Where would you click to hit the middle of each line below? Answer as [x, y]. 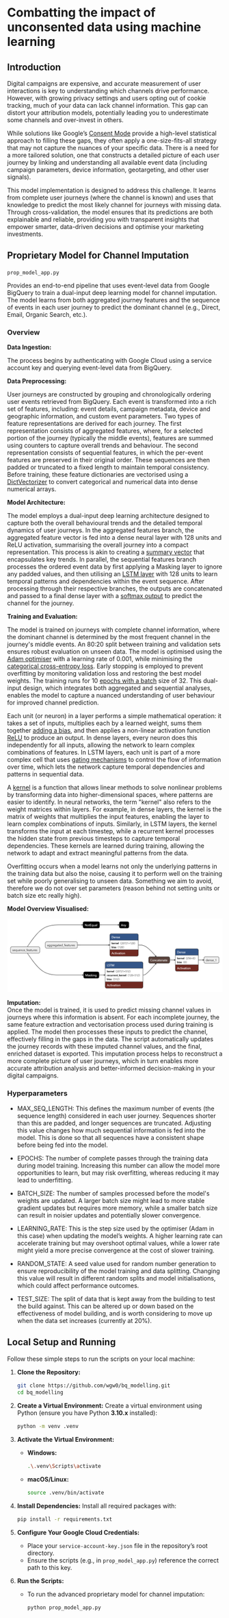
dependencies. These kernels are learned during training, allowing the [106, 846]
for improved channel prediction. [53, 703]
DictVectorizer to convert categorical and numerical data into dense [103, 482]
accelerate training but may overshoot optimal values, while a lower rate [118, 1243]
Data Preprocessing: [37, 381]
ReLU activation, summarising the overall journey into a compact [98, 545]
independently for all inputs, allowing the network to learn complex [101, 745]
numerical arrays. [32, 489]
